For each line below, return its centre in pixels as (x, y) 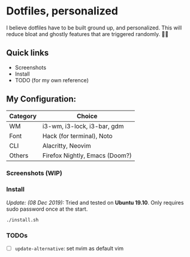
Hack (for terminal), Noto (77, 136)
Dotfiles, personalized (62, 11)
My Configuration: (41, 99)
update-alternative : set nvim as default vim (69, 248)
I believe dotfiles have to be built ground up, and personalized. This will (94, 28)
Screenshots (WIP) (34, 174)
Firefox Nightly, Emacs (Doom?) (87, 156)
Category (23, 116)
